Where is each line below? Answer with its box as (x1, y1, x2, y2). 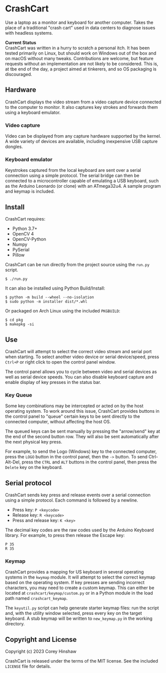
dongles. (5, 144, 23, 150)
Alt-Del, (5, 459, 21, 465)
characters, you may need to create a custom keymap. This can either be (5, 585, 155, 591)
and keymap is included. (5, 188, 55, 194)
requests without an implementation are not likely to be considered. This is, (5, 61, 159, 67)
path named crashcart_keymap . (5, 596, 68, 601)
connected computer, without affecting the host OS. (5, 419, 111, 425)
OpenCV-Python (12, 236, 46, 242)
